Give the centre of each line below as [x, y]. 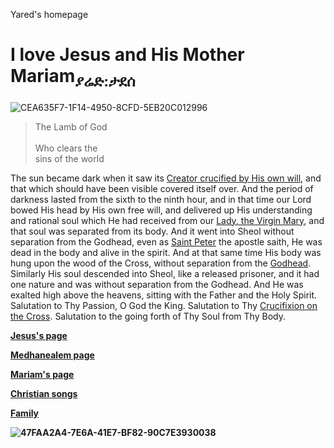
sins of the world [69, 158]
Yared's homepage [49, 14]
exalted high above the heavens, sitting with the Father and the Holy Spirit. [164, 295]
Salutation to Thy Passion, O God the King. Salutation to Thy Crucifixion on [164, 305]
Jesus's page [39, 335]
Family [25, 413]
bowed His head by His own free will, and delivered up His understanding [161, 210]
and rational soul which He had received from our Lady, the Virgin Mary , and [167, 220]
